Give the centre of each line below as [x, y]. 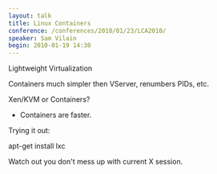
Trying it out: [29, 131]
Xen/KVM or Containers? [49, 99]
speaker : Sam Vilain [43, 38]
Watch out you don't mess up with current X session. [96, 162]
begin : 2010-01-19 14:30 [50, 46]
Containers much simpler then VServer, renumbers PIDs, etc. [109, 84]
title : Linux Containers [50, 23]
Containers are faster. [56, 115]
